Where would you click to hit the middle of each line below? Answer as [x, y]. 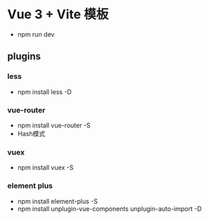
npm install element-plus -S [58, 201]
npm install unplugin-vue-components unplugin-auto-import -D [109, 209]
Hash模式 [31, 134]
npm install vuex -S [45, 168]
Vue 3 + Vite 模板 [58, 14]
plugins [24, 57]
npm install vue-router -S [54, 125]
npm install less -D [44, 91]
